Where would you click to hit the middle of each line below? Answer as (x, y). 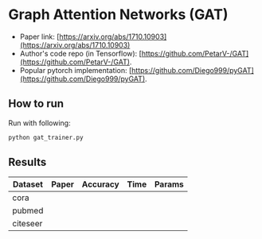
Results (27, 162)
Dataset (28, 184)
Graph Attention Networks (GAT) (118, 15)
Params (169, 184)
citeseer (27, 224)
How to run (36, 104)
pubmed (28, 210)
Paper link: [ (39, 37)
